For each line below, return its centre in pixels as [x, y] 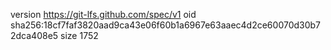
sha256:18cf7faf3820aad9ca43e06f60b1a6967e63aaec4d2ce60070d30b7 [166, 25]
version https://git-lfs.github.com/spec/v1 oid [103, 14]
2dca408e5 [34, 35]
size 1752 [79, 35]
